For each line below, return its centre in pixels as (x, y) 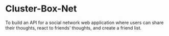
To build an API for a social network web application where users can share (84, 22)
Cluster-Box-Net (41, 9)
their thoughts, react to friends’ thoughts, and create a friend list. (74, 27)
